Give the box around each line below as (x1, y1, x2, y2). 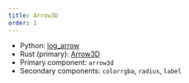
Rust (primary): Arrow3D (19, 49, 101, 58)
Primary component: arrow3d (19, 57, 114, 67)
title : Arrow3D (8, 11, 59, 20)
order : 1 (8, 19, 37, 27)
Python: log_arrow (19, 40, 80, 50)
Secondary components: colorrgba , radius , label (19, 66, 182, 75)
